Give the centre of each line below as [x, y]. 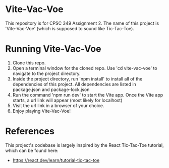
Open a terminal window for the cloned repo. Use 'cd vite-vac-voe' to [85, 68]
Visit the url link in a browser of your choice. [58, 105]
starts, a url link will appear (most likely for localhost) [67, 100]
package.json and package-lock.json [51, 90]
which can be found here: [32, 150]
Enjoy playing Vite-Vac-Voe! [41, 111]
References [30, 131]
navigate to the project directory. [46, 73]
